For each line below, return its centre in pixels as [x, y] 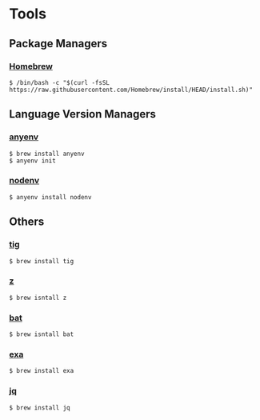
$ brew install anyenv [47, 154]
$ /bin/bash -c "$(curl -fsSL [60, 82]
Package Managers [58, 44]
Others [27, 222]
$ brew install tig [42, 261]
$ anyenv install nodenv [50, 197]
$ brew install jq [40, 408]
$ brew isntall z [38, 298]
